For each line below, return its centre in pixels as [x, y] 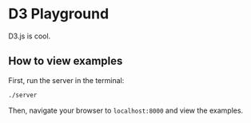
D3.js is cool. [30, 36]
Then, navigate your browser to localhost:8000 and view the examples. [126, 110]
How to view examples [66, 61]
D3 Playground [59, 14]
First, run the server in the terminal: [66, 80]
